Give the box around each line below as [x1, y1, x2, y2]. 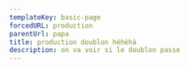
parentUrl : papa [9, 29, 69, 38]
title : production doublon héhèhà [9, 37, 138, 47]
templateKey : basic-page [9, 12, 101, 22]
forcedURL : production [9, 21, 93, 30]
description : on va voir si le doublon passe [9, 46, 180, 55]
